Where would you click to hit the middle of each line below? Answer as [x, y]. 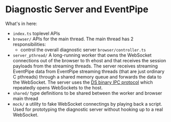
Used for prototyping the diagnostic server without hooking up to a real [88, 109]
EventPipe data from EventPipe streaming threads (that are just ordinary [89, 71]
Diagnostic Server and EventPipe [77, 9]
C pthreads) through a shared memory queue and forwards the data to [87, 77]
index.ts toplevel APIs [36, 33]
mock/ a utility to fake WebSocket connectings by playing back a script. [87, 104]
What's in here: [21, 23]
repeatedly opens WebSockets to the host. [58, 87]
